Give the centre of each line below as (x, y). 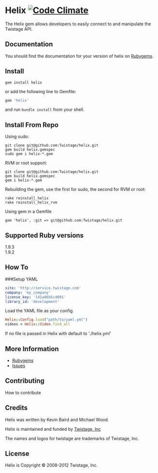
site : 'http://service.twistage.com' (43, 288)
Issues (19, 365)
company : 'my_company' (28, 292)
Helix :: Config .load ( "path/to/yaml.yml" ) (47, 320)
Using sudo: (17, 136)
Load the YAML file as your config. (39, 311)
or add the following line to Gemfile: (41, 91)
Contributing (25, 381)
